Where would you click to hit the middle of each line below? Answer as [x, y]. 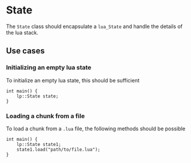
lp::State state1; [39, 144]
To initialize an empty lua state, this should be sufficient [73, 80]
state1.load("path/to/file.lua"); [58, 150]
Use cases [25, 51]
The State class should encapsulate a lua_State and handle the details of [94, 26]
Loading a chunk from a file [46, 116]
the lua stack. [22, 32]
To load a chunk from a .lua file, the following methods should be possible [96, 129]
